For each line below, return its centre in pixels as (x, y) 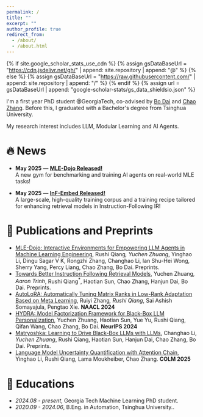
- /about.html (30, 46)
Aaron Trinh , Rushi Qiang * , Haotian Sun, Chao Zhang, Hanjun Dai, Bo (101, 281)
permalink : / (23, 12)
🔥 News (27, 151)
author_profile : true (34, 29)
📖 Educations (41, 384)
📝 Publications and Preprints (80, 231)
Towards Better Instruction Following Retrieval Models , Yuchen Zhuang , (105, 273)
